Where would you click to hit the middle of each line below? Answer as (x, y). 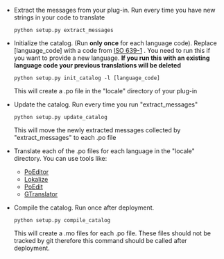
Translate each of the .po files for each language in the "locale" (104, 151)
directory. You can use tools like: (60, 158)
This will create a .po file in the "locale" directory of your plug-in (105, 91)
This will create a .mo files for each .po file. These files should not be (112, 233)
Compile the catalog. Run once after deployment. (84, 207)
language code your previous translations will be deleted (97, 65)
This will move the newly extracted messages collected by (97, 130)
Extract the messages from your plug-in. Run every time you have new (114, 10)
